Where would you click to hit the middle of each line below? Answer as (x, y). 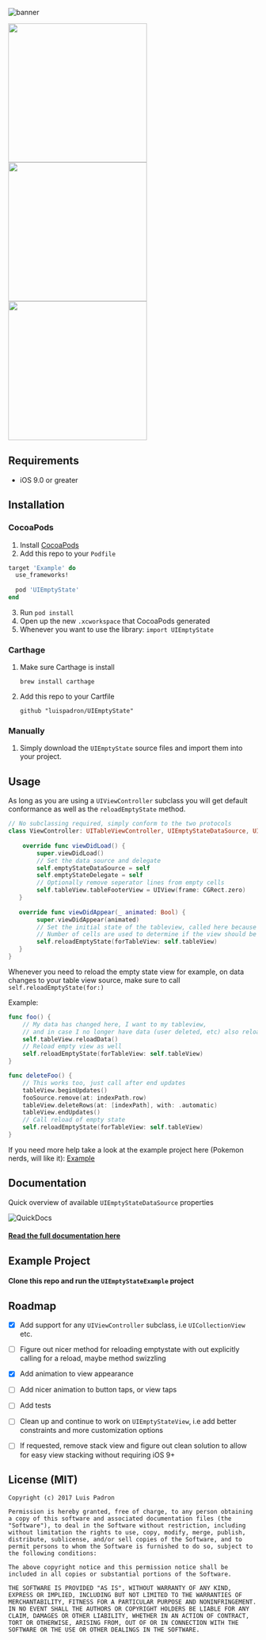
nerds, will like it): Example (51, 1158)
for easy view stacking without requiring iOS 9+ (97, 1455)
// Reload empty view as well (72, 1047)
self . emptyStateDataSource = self (93, 868)
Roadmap (32, 1306)
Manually (27, 731)
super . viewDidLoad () (70, 853)
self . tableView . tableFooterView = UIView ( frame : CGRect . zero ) (141, 890)
